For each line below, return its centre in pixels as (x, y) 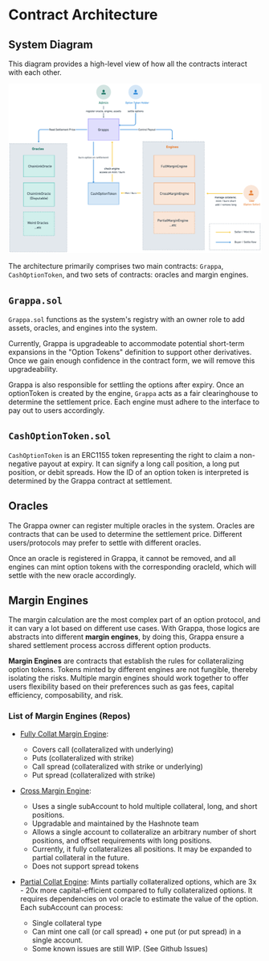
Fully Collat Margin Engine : (64, 733)
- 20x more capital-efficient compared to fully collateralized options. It (136, 890)
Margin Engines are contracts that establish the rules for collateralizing (126, 661)
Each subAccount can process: (71, 907)
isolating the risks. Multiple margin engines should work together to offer (128, 678)
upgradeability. (33, 369)
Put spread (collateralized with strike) (94, 775)
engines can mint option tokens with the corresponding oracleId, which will (132, 567)
